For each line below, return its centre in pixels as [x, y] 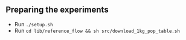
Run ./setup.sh [34, 24]
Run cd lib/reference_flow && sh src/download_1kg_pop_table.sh [97, 30]
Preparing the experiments [57, 10]
